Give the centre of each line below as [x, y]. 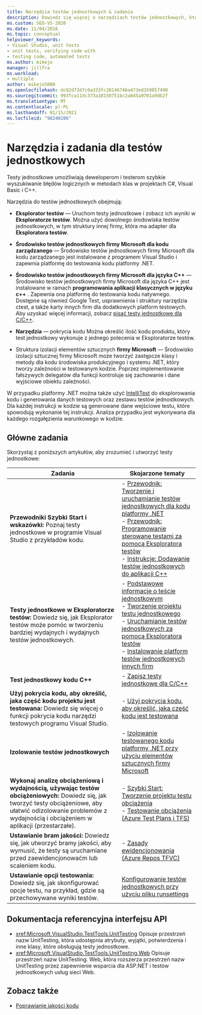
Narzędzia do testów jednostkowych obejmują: [64, 202]
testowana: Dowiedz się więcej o [57, 708]
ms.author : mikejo [30, 62]
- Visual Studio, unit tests [43, 46]
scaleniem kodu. [33, 865]
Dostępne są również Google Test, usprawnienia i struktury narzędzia [101, 301]
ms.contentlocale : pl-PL [38, 107]
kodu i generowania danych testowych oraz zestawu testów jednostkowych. [101, 400]
